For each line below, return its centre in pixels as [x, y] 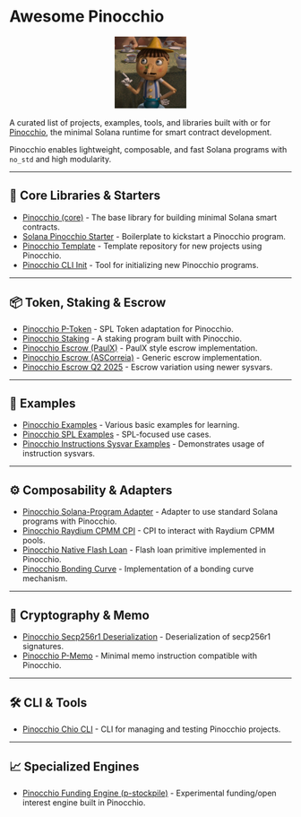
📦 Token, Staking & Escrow [88, 303]
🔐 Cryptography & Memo [79, 615]
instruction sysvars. [59, 454]
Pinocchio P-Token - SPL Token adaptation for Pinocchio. [128, 328]
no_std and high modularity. [60, 159]
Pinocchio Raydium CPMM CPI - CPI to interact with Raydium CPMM [148, 531]
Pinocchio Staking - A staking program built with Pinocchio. [132, 338]
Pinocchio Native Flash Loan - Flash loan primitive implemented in [144, 550]
